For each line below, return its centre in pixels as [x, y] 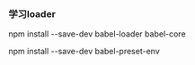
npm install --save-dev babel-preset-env [84, 52]
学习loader [32, 13]
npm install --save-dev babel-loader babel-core [97, 34]
